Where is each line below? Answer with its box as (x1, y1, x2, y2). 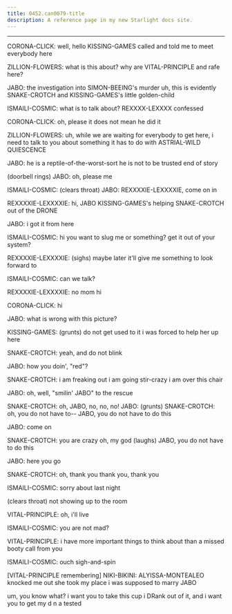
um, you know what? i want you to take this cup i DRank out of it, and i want (7, 591, 222, 600)
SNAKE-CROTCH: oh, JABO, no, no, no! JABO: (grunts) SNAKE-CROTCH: (7, 402, 215, 410)
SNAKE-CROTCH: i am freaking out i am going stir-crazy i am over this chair (7, 375, 223, 384)
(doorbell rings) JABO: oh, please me (7, 172, 113, 180)
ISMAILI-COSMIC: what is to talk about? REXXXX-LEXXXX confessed (7, 104, 204, 112)
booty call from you (7, 544, 63, 553)
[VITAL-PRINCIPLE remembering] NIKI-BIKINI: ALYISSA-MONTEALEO (7, 571, 205, 580)
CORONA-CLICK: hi (7, 301, 63, 309)
